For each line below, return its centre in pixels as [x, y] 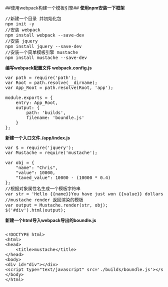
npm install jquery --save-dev [43, 46]
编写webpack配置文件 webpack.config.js [48, 68]
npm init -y [20, 24]
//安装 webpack [23, 30]
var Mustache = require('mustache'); [51, 153]
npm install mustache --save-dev [46, 58]
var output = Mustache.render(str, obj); [57, 205]
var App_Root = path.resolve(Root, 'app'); [59, 88]
